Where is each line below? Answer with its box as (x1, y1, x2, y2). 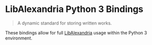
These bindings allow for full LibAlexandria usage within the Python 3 (5, 29, 147, 35)
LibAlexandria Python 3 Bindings (5, 3, 144, 15)
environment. (5, 35, 32, 41)
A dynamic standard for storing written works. (17, 20, 112, 26)
